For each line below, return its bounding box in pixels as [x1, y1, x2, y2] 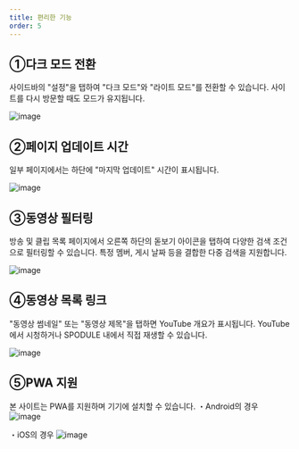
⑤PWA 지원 [9, 376, 79, 391]
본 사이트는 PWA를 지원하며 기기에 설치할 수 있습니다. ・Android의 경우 [9, 401, 259, 412]
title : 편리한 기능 [9, 12, 72, 22]
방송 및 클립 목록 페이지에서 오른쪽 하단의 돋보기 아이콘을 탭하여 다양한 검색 [9, 236, 271, 246]
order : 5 [9, 21, 42, 30]
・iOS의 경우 [9, 429, 54, 440]
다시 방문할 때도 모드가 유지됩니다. [25, 93, 145, 104]
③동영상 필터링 [9, 211, 94, 226]
